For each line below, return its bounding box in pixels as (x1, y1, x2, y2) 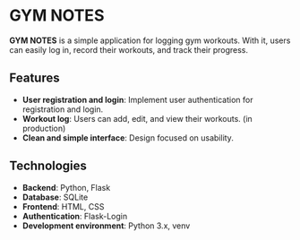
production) (21, 123, 66, 133)
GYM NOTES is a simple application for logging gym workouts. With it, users (9, 35, 291, 46)
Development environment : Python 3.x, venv (21, 220, 191, 231)
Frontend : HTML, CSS (21, 201, 105, 211)
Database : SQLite (21, 192, 89, 202)
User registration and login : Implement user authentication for (21, 94, 253, 105)
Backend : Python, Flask (21, 182, 111, 193)
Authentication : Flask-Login (21, 210, 128, 221)
